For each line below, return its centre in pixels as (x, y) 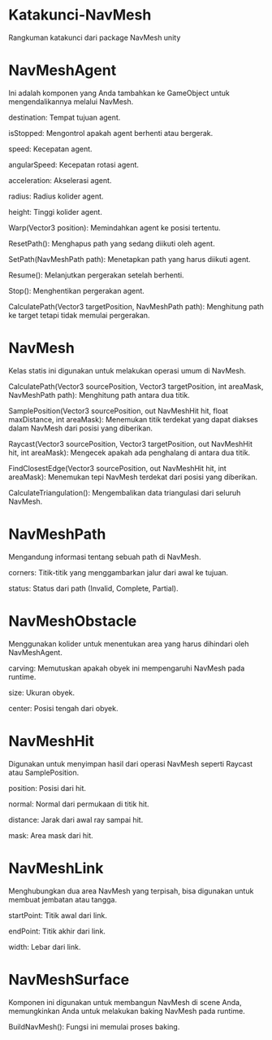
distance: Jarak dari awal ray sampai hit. (76, 819)
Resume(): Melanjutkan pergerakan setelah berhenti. (96, 275)
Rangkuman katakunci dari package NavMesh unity (95, 37)
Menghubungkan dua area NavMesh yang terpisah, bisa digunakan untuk (131, 891)
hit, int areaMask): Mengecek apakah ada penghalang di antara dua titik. (129, 452)
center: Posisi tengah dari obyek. (63, 708)
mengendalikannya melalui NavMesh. (71, 101)
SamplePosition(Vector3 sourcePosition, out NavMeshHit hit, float (119, 411)
